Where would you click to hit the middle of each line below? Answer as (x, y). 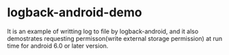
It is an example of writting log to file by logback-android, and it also (103, 31)
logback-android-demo (75, 13)
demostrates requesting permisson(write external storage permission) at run (115, 38)
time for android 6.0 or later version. (58, 45)
